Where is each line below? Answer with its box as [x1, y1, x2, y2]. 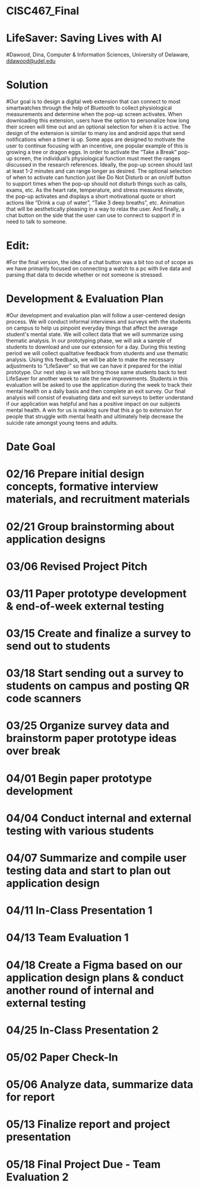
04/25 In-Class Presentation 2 [6, 1023, 159, 1036]
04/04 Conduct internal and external [6, 811, 192, 825]
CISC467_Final [6, 4, 80, 18]
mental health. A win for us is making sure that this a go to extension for [6, 406, 182, 414]
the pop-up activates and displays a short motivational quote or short [6, 193, 176, 200]
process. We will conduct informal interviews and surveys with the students [6, 318, 191, 325]
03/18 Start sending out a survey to [6, 666, 184, 680]
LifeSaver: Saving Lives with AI [6, 32, 162, 45]
